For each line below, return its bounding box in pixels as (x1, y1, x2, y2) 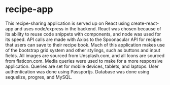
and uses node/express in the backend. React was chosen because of (14, 25, 161, 31)
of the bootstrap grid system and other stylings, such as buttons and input (5, 47, 161, 53)
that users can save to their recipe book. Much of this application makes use (5, 41, 165, 48)
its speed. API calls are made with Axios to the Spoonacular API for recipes (5, 36, 162, 42)
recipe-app (5, 4, 53, 15)
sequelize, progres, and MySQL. (5, 74, 73, 80)
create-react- (131, 20, 159, 26)
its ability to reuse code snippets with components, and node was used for (5, 31, 161, 37)
